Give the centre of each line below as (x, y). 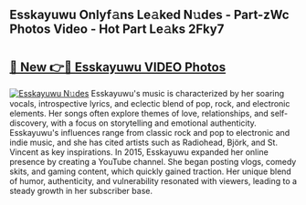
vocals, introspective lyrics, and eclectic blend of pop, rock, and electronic (150, 103)
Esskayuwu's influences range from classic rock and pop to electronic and (150, 133)
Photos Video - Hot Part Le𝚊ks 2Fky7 (117, 30)
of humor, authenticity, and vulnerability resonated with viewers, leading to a (153, 181)
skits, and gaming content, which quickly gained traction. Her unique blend (151, 171)
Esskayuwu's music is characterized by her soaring (188, 93)
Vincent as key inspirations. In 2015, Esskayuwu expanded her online (139, 152)
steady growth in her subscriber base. (81, 191)
